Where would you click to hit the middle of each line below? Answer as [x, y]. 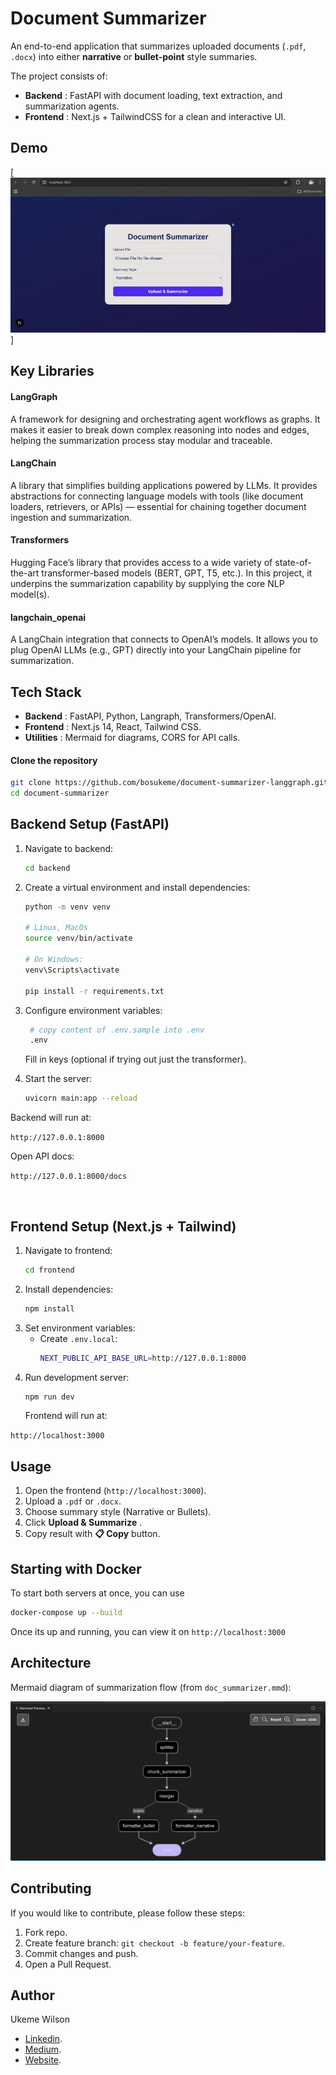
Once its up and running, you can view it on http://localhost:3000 [148, 1631]
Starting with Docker [76, 1568]
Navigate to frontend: [68, 1250]
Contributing [51, 1888]
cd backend [47, 868]
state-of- [293, 562]
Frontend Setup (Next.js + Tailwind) [123, 1226]
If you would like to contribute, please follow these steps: [127, 1913]
